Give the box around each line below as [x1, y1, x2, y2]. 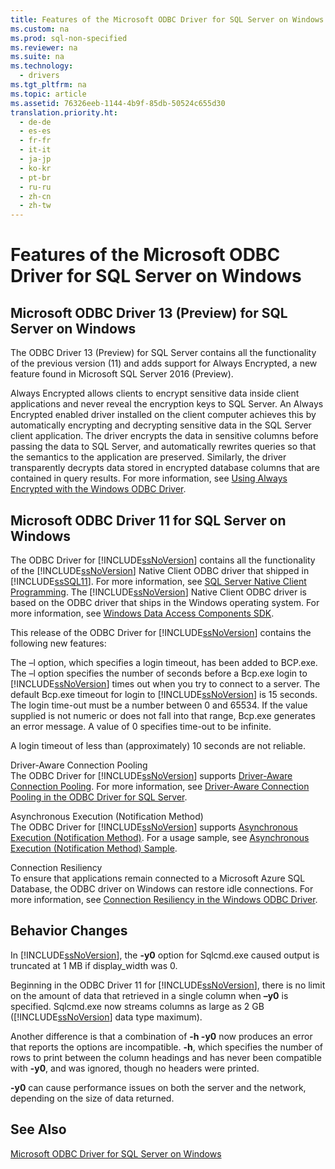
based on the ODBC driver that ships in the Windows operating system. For [10, 596, 320, 608]
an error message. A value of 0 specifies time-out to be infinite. [10, 720, 272, 732]
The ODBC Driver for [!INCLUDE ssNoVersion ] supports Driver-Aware [10, 769, 293, 781]
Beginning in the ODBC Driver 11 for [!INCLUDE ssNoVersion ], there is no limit [10, 979, 326, 991]
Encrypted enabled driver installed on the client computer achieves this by [10, 409, 317, 421]
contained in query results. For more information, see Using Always [10, 472, 288, 485]
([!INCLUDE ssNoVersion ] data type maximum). [10, 1011, 203, 1023]
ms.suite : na [10, 52, 65, 62]
